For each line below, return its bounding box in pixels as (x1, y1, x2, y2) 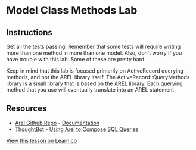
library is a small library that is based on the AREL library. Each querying (6, 80, 183, 87)
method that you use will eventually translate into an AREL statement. (6, 86, 176, 93)
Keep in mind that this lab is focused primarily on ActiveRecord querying (6, 67, 183, 74)
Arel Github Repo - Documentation (14, 119, 100, 126)
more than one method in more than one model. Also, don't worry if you (6, 49, 182, 57)
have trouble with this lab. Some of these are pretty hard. (6, 56, 146, 62)
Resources (6, 104, 47, 114)
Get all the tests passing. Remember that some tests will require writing (6, 43, 181, 50)
